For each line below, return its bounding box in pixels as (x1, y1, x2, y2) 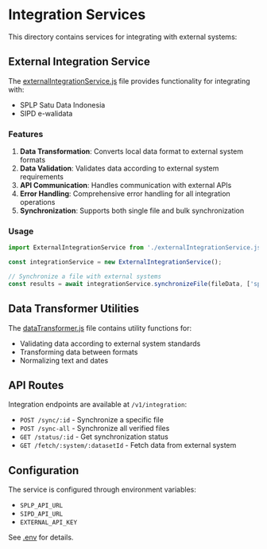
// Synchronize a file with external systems (8, 273, 161, 280)
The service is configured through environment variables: (8, 484, 196, 495)
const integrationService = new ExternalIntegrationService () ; (8, 258, 222, 266)
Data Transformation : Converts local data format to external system (19, 147, 244, 156)
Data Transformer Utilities (8, 302, 139, 316)
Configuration (8, 464, 79, 477)
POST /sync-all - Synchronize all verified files (19, 424, 170, 433)
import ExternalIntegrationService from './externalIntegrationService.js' (8, 244, 265, 252)
